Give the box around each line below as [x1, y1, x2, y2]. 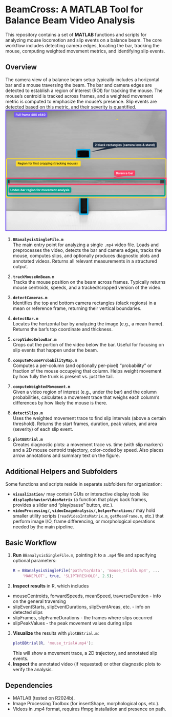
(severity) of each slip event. [12, 426, 73, 432]
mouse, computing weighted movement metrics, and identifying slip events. [5, 48, 165, 54]
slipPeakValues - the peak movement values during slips [12, 620, 132, 627]
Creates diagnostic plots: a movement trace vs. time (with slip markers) [12, 441, 163, 448]
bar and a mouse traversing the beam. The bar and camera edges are [5, 82, 152, 88]
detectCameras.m [12, 295, 48, 300]
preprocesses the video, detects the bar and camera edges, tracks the [12, 247, 162, 253]
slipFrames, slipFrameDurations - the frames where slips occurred [12, 615, 153, 621]
